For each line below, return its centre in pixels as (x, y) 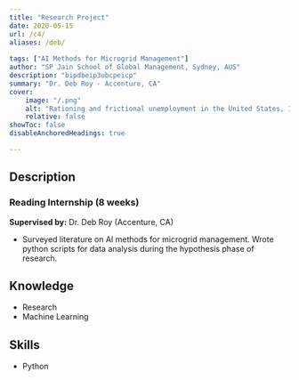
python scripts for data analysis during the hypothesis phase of (138, 248)
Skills (24, 345)
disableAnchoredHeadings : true (67, 133)
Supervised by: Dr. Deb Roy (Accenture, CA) (92, 222)
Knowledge (41, 286)
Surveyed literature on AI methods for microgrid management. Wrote (148, 239)
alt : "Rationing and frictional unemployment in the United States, (155, 109)
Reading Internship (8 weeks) (74, 203)
